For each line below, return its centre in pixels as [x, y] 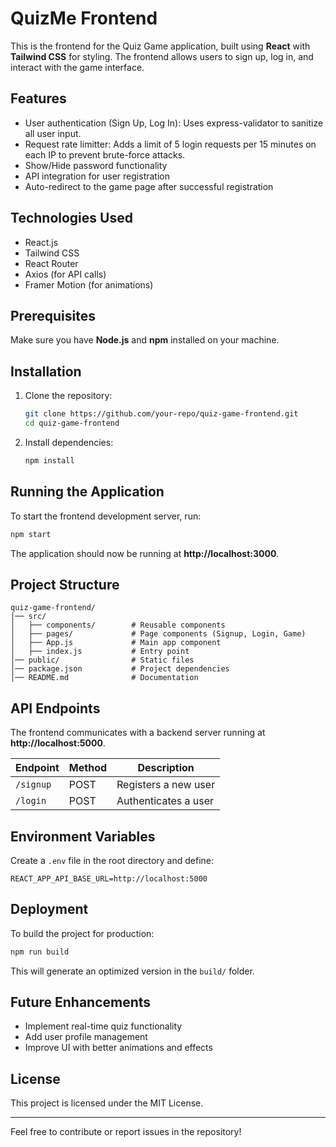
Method [88, 768]
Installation [46, 371]
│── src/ [28, 617]
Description [166, 768]
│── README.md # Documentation [104, 678]
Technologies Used [71, 218]
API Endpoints [55, 708]
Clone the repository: [68, 396]
